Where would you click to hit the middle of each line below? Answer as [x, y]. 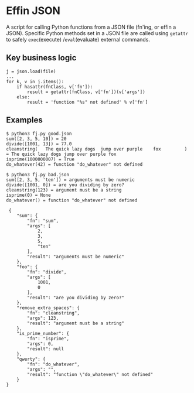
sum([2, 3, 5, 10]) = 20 [36, 139]
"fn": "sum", [43, 221]
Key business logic [41, 58]
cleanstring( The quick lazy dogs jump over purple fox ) [97, 149]
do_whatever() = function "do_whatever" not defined [72, 200]
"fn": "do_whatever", [54, 364]
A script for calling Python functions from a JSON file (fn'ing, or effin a [91, 27]
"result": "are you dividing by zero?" [76, 298]
